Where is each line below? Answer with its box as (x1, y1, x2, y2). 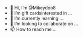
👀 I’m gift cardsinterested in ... (10, 10, 72, 16)
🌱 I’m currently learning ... (10, 15, 64, 21)
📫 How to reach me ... (10, 26, 57, 32)
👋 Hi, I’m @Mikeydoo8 (10, 5, 56, 10)
